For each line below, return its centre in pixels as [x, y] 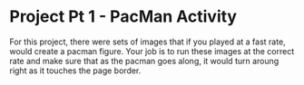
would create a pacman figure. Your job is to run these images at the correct [152, 51]
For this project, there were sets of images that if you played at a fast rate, [147, 42]
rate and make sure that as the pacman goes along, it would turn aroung [144, 61]
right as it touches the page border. [75, 71]
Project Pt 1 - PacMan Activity [123, 17]
